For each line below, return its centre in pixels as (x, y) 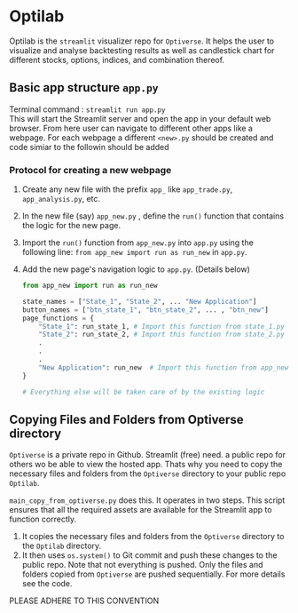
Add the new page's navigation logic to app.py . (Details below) (136, 269)
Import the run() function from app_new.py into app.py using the (138, 243)
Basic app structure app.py (84, 88)
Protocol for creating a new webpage (90, 170)
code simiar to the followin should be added (90, 147)
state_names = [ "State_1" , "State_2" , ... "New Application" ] (139, 301)
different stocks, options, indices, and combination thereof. (117, 60)
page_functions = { (58, 318)
